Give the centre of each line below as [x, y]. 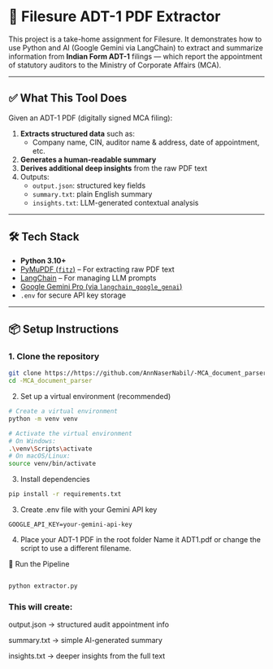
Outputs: [35, 176]
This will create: [41, 606]
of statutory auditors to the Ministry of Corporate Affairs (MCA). [115, 65]
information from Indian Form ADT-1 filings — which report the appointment [135, 56]
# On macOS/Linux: [39, 456]
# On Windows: [32, 441]
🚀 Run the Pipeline [39, 564]
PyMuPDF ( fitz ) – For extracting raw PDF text [97, 269]
